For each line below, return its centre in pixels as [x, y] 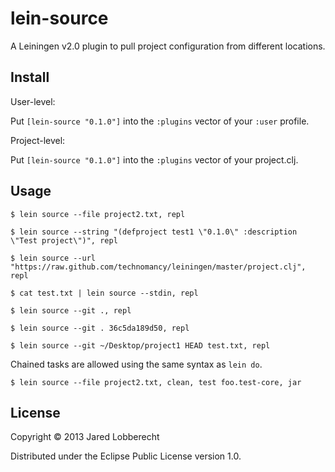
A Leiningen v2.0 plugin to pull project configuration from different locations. [168, 46]
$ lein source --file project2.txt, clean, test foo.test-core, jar [156, 382]
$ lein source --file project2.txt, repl [98, 214]
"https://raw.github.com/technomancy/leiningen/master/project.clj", [158, 267]
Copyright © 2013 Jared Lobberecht [85, 437]
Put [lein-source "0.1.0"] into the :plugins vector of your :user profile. [160, 121]
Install [30, 77]
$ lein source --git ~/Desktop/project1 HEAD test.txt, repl [140, 345]
